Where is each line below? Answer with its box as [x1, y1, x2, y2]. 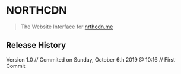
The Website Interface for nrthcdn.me [20, 23, 113, 30]
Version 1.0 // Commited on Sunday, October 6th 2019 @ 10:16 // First [6, 56, 176, 63]
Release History [6, 40, 66, 50]
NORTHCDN [6, 4, 67, 17]
